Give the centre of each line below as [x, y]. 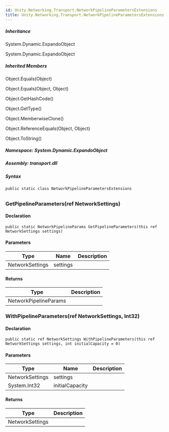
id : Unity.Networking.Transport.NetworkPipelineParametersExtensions [81, 10]
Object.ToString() [24, 139]
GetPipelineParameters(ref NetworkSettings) [63, 203]
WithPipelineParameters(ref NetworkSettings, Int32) [72, 316]
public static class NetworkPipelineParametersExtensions [69, 189]
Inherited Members [26, 66]
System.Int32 [24, 386]
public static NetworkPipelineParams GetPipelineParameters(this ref [81, 227]
